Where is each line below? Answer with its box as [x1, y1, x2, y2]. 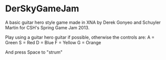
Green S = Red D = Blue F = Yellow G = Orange [5, 39, 101, 45]
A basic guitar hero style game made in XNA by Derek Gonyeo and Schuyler [5, 19, 161, 25]
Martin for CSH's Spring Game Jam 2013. [5, 24, 89, 30]
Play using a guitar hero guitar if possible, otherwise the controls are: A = [5, 34, 155, 40]
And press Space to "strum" [5, 49, 63, 55]
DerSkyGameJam [5, 3, 80, 14]
